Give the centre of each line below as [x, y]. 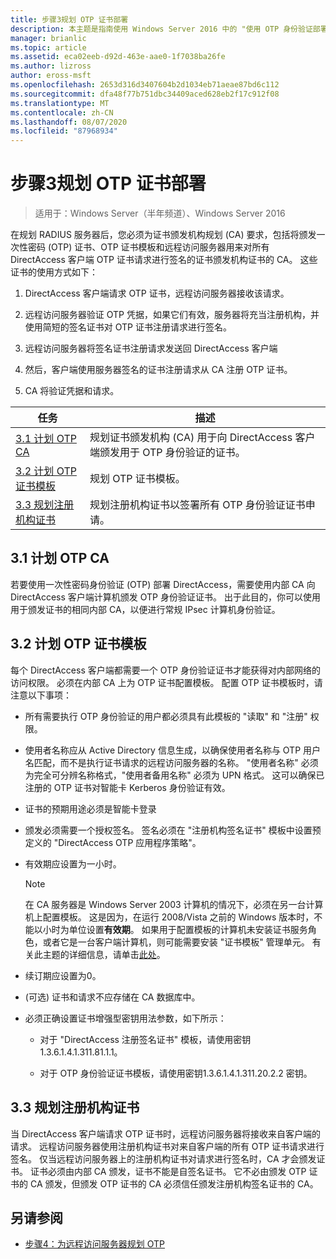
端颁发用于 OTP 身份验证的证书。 [167, 453]
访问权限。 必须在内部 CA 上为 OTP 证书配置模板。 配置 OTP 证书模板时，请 [166, 682]
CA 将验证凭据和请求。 [72, 391]
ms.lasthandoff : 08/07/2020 [69, 122]
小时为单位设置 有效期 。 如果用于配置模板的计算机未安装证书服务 [175, 929]
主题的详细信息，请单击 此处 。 [104, 954]
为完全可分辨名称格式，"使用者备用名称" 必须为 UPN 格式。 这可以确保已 [174, 775]
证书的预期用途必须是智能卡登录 [90, 808]
